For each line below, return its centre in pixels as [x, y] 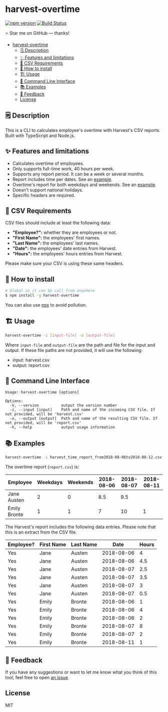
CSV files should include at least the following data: [58, 223]
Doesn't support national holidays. [48, 190]
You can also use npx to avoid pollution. [46, 305]
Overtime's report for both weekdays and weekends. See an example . [84, 184]
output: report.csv [31, 365]
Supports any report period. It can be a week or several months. [78, 174]
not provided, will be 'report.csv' [43, 423]
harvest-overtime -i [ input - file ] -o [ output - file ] [60, 335]
